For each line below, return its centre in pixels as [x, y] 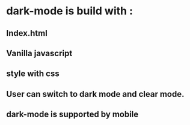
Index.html [27, 33]
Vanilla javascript [39, 53]
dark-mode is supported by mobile [72, 115]
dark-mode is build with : [70, 11]
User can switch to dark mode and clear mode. [95, 94]
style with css [33, 74]
